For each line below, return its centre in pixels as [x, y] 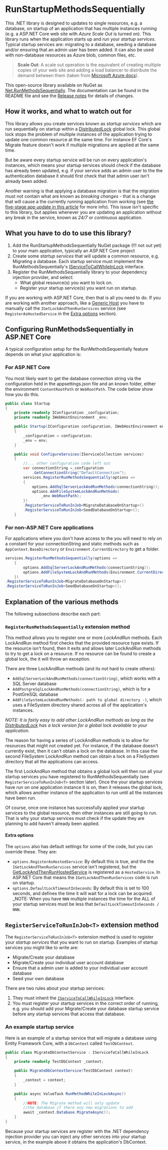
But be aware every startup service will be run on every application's [76, 160]
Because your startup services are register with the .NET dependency [77, 1131]
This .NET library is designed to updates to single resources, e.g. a [74, 23]
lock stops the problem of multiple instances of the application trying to [79, 134]
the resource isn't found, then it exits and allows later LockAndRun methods [83, 648]
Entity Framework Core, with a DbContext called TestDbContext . [69, 1043]
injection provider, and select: [43, 277]
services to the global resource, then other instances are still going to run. [81, 813]
